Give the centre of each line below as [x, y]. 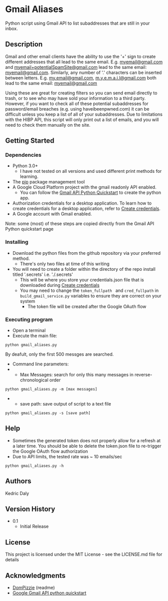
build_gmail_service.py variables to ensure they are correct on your [91, 295]
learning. [29, 176]
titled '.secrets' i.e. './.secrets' [43, 274]
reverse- [143, 375]
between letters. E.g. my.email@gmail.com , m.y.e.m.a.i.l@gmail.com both [81, 78]
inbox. [12, 28]
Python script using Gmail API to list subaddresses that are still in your [77, 23]
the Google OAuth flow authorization [50, 451]
